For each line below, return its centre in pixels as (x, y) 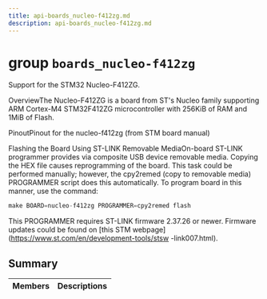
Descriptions (82, 286)
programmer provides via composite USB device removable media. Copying (133, 157)
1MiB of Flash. (31, 118)
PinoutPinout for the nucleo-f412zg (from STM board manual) (109, 133)
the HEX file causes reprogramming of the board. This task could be (120, 166)
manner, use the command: (53, 191)
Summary (33, 263)
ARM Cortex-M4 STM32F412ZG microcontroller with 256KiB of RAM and (128, 109)
